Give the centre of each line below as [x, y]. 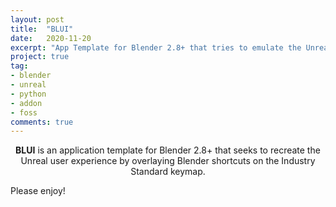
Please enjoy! [38, 191]
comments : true [42, 122]
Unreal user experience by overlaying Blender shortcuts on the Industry [168, 161]
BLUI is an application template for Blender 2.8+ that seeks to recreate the [168, 150]
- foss [24, 112]
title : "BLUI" [42, 29]
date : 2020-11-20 [51, 38]
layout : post [37, 19]
